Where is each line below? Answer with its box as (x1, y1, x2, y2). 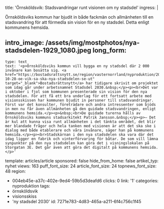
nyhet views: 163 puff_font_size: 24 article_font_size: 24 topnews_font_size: (5, 163, 157, 169)
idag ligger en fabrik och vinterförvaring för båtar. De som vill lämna (5, 136, 159, 141)
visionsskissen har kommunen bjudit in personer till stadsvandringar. (5, 98, 154, 103)
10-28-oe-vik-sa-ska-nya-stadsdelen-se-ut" (5, 76, 95, 81)
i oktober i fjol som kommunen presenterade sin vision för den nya (5, 89, 147, 94)
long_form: (92, 46, 127, 55)
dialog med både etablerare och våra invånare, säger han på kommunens (5, 128, 154, 133)
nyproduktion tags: (12, 183, 50, 188)
